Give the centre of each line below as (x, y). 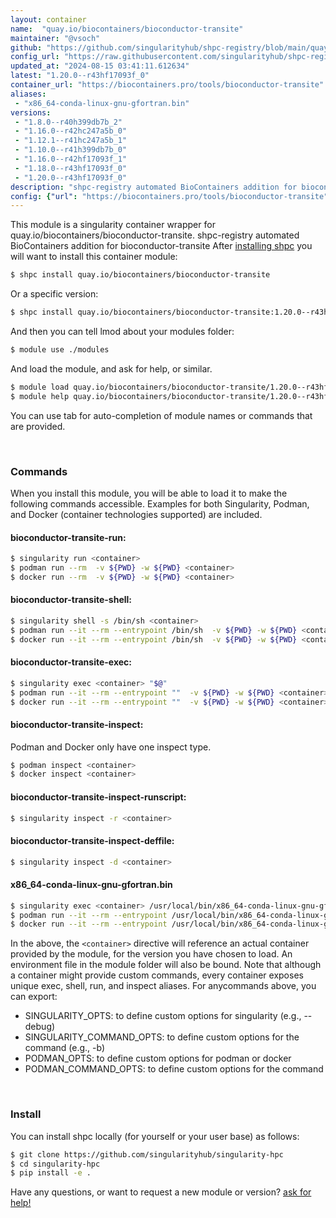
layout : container (48, 19)
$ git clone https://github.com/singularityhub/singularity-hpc (147, 1154)
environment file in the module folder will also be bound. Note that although (166, 965)
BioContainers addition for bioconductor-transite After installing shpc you (161, 246)
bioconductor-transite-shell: (71, 600)
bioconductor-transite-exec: (71, 662)
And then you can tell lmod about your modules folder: (122, 331)
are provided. (38, 426)
